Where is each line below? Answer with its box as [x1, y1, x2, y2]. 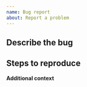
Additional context [6, 74, 55, 81]
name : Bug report [6, 9, 50, 15]
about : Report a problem [6, 15, 69, 21]
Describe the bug [6, 37, 73, 48]
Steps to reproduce [6, 58, 81, 69]
